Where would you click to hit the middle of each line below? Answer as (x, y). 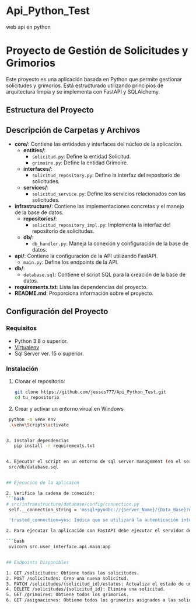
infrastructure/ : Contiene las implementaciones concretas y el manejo (99, 207)
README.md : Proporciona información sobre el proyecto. (84, 293)
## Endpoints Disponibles (37, 562)
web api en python (28, 27)
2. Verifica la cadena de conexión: (50, 493)
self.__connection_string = (43, 510)
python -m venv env (32, 419)
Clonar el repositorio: (40, 381)
